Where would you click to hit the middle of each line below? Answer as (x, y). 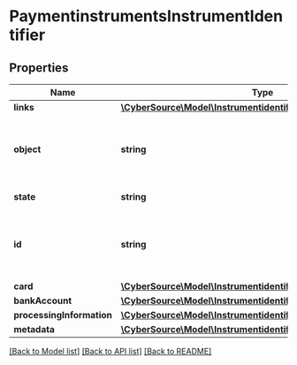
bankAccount (43, 300)
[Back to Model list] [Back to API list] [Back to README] (110, 351)
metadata (34, 329)
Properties (39, 68)
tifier (27, 35)
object (27, 149)
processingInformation (63, 315)
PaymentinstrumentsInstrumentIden (146, 16)
